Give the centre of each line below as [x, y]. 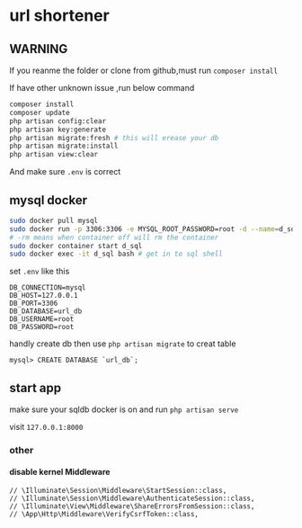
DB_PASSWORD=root [42, 327]
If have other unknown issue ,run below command [102, 88]
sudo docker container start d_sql [76, 246]
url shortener [59, 16]
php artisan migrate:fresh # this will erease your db [114, 138]
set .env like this [40, 272]
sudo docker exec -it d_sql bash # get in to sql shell [116, 254]
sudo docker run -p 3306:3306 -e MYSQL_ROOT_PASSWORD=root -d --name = [144, 229]
